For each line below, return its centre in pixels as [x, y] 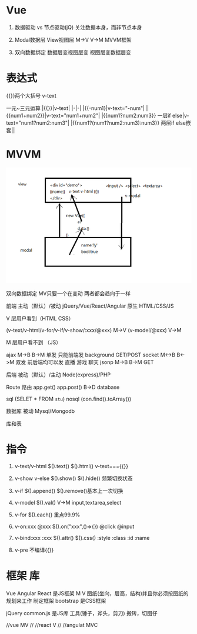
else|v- [181, 115]
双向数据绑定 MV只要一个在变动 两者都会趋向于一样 [69, 293]
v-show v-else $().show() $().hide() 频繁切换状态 [74, 478]
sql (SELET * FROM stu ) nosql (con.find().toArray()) [69, 399]
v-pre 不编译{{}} [34, 550]
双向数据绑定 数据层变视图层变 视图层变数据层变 [73, 52]
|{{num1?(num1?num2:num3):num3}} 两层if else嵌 [131, 123]
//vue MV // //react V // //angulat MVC [52, 625]
